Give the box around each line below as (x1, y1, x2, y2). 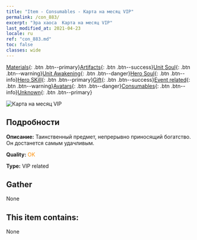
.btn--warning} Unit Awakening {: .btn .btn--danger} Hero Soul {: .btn (6, 69, 170, 77)
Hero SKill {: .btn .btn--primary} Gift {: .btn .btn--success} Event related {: (17, 76, 190, 83)
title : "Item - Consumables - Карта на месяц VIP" (6, 8, 134, 15)
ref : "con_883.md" (6, 36, 52, 42)
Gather (6, 179, 33, 190)
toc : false (6, 42, 33, 48)
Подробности (6, 117, 60, 127)
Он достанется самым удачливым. (6, 139, 95, 146)
